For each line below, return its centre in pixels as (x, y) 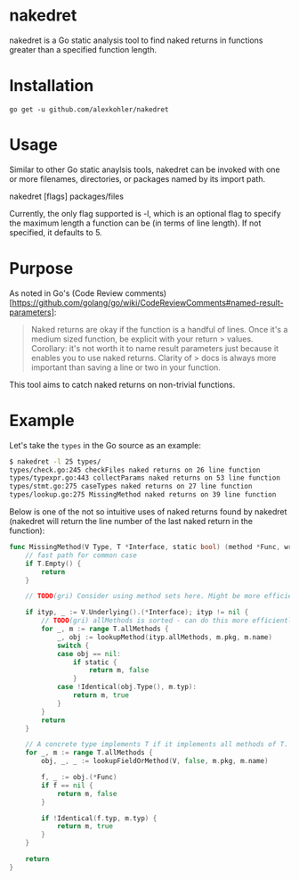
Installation (52, 86)
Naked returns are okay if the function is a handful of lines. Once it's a (159, 329)
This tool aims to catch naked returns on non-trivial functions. (122, 384)
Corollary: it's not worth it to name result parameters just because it (154, 348)
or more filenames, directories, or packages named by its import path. (137, 178)
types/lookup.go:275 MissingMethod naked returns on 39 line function (143, 495)
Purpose (41, 268)
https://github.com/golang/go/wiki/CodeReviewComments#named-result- (148, 302)
